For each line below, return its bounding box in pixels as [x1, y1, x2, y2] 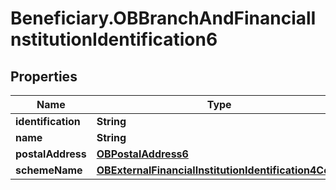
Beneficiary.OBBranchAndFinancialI [10, 7, 317, 30]
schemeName [15, 163, 83, 177]
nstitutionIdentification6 [10, 28, 218, 51]
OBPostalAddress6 [96, 147, 189, 161]
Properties [10, 68, 78, 85]
